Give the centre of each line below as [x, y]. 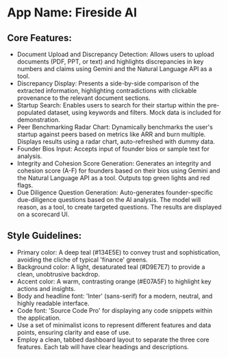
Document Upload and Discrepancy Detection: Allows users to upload [115, 54]
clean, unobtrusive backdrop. [59, 274]
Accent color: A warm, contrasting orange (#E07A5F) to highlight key [114, 281]
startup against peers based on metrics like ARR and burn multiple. [111, 134]
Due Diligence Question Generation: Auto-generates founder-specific [115, 192]
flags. [25, 185]
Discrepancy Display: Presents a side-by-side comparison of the [108, 83]
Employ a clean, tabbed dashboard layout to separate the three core [113, 340]
